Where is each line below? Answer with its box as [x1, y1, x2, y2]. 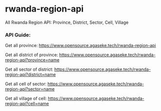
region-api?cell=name [5, 101, 50, 107]
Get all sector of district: [5, 66, 54, 72]
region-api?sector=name [5, 86, 55, 92]
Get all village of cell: [5, 95, 47, 101]
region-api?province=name [5, 57, 60, 63]
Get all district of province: [5, 52, 58, 58]
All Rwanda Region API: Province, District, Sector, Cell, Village [5, 19, 129, 25]
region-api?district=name [5, 72, 56, 78]
